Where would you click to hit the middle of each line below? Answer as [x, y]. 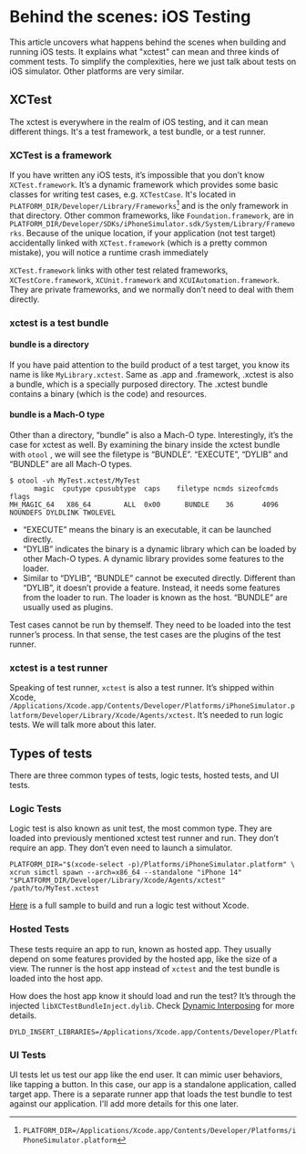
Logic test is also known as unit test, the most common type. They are [141, 828]
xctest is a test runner [59, 668]
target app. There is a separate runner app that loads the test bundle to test [151, 1094]
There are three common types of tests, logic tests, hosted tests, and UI [144, 775]
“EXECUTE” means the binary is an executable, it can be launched [147, 530]
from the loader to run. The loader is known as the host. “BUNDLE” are [155, 598]
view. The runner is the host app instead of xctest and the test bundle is [145, 968]
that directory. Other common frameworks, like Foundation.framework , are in [152, 215]
